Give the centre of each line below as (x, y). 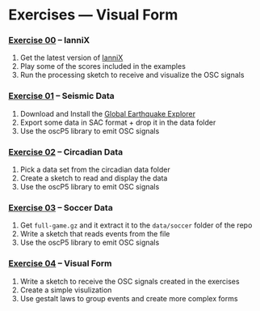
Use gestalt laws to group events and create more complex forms (129, 298)
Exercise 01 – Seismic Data (61, 96)
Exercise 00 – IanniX (49, 40)
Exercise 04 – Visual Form (60, 263)
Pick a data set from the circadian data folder (95, 170)
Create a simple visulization (66, 290)
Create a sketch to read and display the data (94, 178)
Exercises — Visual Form (93, 15)
